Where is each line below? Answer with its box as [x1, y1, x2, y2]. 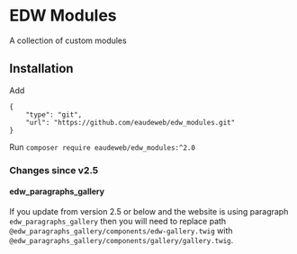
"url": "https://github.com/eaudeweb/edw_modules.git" [25, 118, 236, 127]
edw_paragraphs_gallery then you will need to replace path [9, 215, 227, 226]
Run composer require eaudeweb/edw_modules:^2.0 [9, 141, 196, 153]
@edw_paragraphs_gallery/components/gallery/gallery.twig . [9, 234, 234, 245]
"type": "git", [25, 109, 83, 119]
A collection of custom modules [9, 35, 128, 46]
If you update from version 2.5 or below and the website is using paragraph [9, 206, 289, 216]
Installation [9, 61, 74, 76]
